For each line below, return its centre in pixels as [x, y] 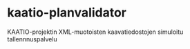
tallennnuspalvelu [32, 39]
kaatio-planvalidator [67, 13]
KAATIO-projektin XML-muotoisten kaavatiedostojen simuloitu [95, 32]
